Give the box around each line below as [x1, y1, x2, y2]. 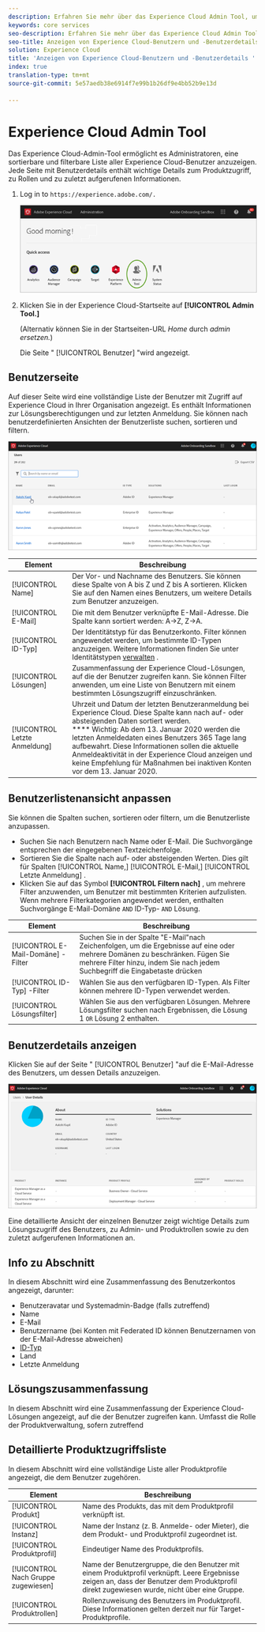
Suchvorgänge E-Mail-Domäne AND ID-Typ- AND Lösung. [19, 904, 201, 913]
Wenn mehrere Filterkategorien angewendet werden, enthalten [19, 895, 224, 905]
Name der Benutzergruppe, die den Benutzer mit [82, 1560, 240, 1570]
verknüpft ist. [82, 1510, 125, 1520]
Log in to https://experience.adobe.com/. [19, 190, 156, 199]
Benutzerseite [8, 371, 79, 384]
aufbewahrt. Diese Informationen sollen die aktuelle [72, 742, 239, 751]
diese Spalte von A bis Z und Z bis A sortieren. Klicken [72, 580, 247, 589]
